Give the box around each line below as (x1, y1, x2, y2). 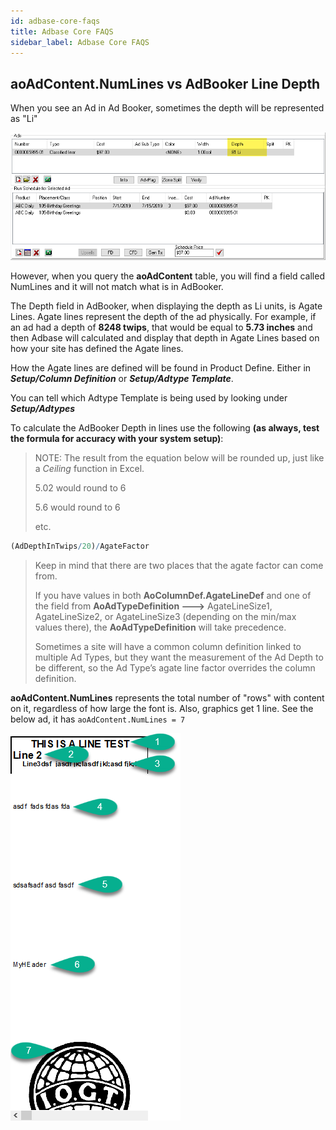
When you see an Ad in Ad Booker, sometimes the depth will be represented (10, 102, 325, 114)
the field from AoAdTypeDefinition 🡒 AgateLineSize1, (34, 600, 273, 612)
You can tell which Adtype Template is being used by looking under (10, 391, 288, 404)
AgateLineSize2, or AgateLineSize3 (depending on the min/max (34, 610, 297, 622)
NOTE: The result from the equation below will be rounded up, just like (34, 451, 325, 464)
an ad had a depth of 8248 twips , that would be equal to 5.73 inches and (10, 321, 313, 333)
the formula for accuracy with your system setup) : (10, 432, 224, 444)
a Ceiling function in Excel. (34, 462, 145, 474)
